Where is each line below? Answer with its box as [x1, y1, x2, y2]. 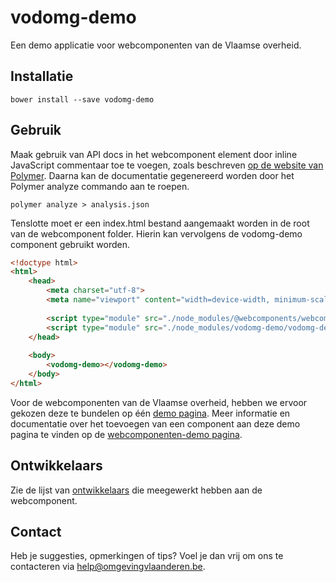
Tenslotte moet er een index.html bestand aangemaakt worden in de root [10, 217, 310, 229]
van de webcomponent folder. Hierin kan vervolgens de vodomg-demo [10, 227, 303, 240]
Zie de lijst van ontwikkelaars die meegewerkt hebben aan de [10, 484, 263, 496]
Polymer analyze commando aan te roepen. [10, 180, 190, 192]
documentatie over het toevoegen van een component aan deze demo [10, 417, 301, 430]
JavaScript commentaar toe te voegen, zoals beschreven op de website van [10, 159, 324, 171]
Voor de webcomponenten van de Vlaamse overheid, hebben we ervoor [10, 396, 308, 408]
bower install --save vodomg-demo [10, 94, 155, 105]
